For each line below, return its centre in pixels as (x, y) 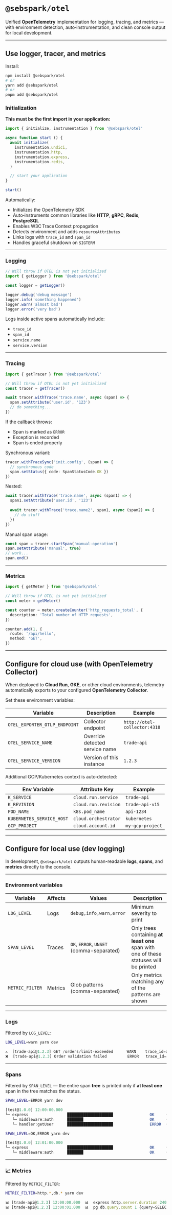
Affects (56, 898)
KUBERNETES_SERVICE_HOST (38, 819)
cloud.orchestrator (97, 819)
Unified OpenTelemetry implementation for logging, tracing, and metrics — (85, 22)
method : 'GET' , (26, 639)
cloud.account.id (94, 826)
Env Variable (38, 789)
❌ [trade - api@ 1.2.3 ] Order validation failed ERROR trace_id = (86, 1056)
